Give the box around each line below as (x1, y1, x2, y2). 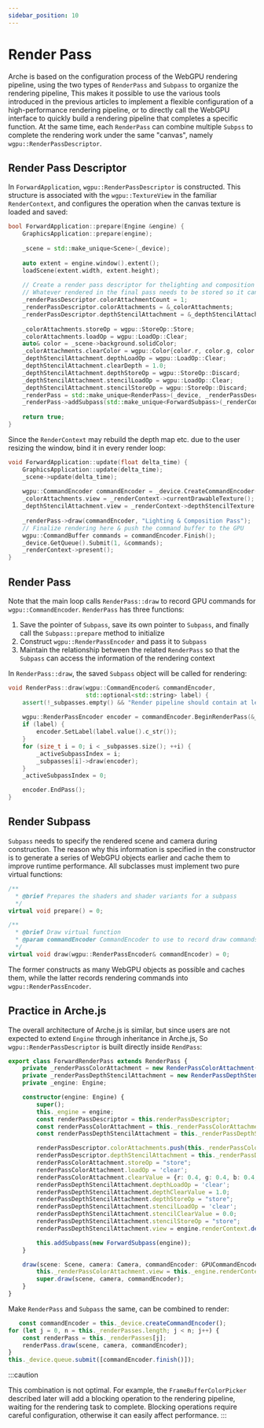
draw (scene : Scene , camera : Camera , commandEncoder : (22, 1260, 199, 1269)
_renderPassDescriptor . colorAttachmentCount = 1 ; (22, 296, 189, 304)
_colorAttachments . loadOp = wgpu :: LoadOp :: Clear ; (22, 333, 189, 340)
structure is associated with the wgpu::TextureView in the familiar (8, 191, 218, 200)
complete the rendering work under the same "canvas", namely (8, 130, 214, 139)
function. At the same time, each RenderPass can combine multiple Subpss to (8, 121, 254, 131)
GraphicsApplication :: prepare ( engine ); (22, 230, 153, 238)
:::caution (8, 1370, 39, 1380)
